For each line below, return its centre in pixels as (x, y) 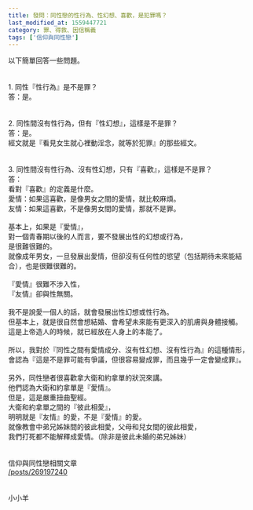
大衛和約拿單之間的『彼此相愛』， (62, 407)
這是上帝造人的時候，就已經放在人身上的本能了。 (87, 332)
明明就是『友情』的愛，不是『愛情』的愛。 (77, 417)
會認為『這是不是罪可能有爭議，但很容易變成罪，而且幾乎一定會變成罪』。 (127, 360)
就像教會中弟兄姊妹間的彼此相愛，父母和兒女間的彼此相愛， (104, 427)
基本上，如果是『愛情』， (48, 227)
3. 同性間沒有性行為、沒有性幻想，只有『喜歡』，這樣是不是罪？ (110, 169)
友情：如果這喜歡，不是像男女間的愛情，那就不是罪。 (94, 209)
